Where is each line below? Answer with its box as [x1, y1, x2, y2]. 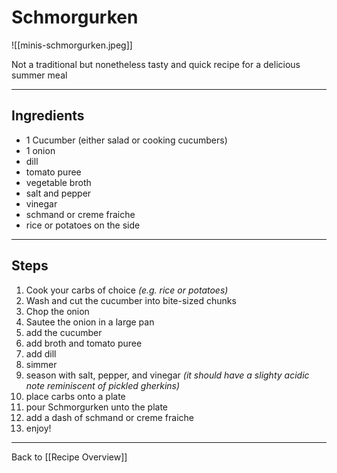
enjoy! [25, 422, 52, 434]
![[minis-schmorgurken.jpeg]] [11, 39, 133, 51]
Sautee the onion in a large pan [25, 316, 155, 328]
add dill [25, 347, 57, 360]
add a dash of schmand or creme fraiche [25, 411, 194, 423]
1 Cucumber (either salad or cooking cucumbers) [25, 134, 228, 146]
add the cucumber [25, 326, 103, 338]
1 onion [25, 144, 56, 156]
